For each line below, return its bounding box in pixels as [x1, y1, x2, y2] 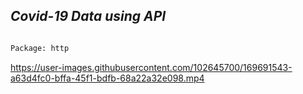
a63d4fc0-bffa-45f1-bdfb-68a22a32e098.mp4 [10, 72, 205, 84]
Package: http [10, 43, 70, 53]
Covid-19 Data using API [10, 8, 167, 25]
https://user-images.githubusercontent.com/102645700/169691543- [10, 61, 293, 73]
